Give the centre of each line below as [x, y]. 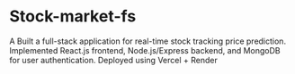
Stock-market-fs [73, 16]
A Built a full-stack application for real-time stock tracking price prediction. [147, 41]
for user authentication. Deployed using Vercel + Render [113, 60]
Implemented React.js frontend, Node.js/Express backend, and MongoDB [145, 50]
